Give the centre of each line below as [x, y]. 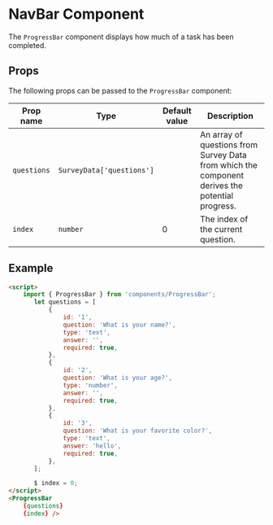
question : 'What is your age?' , [118, 378]
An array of [221, 134]
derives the [222, 186]
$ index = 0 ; [56, 483]
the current [221, 229]
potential [217, 195]
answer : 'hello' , [92, 446]
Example [31, 268]
